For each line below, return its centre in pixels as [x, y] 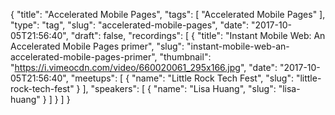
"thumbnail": [185, 57]
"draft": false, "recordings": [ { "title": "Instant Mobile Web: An [198, 35]
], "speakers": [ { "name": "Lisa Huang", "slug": [179, 88]
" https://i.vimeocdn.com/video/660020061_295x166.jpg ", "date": [144, 67]
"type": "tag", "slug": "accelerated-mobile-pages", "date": [130, 25]
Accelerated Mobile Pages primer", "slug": [97, 46]
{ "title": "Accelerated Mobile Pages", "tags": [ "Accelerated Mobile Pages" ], [168, 14]
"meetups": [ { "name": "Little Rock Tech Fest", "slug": [182, 78]
